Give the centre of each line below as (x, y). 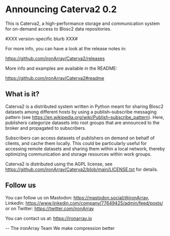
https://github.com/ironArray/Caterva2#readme (55, 78)
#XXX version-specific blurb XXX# (42, 39)
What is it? (22, 94)
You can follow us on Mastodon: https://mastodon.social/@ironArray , (77, 197)
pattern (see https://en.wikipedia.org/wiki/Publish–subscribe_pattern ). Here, (85, 117)
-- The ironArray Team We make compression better (60, 228)
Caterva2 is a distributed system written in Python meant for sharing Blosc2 (84, 106)
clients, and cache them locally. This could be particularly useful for (76, 143)
